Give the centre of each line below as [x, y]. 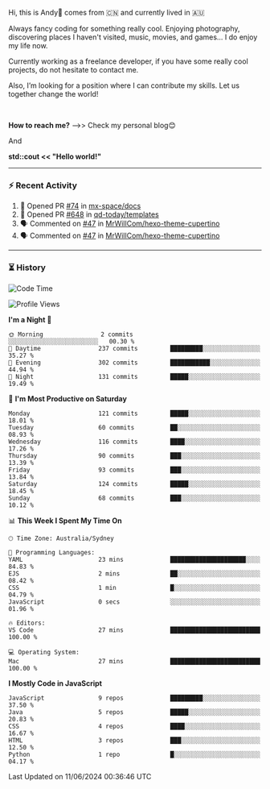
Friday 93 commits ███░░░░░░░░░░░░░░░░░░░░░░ [135, 470]
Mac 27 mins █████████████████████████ [135, 661]
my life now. [28, 46]
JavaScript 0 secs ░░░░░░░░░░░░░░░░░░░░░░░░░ [135, 602]
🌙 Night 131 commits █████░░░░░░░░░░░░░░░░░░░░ [135, 376]
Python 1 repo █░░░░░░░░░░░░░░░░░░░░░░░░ [135, 754]
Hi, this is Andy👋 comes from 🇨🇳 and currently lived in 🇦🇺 [106, 12]
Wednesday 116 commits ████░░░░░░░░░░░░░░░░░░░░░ [135, 442]
